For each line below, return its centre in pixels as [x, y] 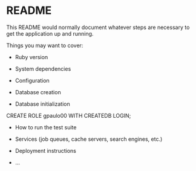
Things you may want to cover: [45, 45]
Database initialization [43, 104]
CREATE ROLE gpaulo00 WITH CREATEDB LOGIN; [69, 115]
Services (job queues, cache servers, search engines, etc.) [89, 139]
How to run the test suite [46, 127]
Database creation [38, 92]
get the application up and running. [50, 33]
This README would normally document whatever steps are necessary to [98, 27]
